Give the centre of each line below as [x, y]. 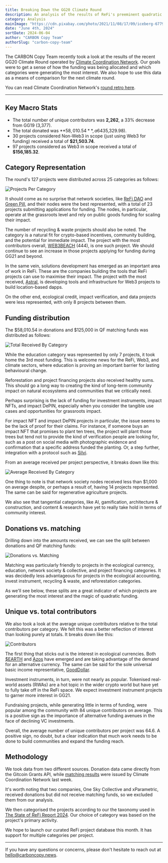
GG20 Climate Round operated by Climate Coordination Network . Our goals [83, 62]
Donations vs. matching [43, 528]
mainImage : [16, 24]
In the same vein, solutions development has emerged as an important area [83, 266]
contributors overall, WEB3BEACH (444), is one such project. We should [79, 246]
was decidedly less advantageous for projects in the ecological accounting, [83, 576]
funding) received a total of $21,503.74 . [54, 141]
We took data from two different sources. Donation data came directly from [82, 769]
